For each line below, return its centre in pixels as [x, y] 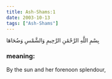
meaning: [21, 57]
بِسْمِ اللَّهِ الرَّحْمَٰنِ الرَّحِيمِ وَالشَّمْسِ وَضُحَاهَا [53, 41]
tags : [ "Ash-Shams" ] [33, 23]
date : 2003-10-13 [28, 18]
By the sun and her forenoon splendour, [56, 69]
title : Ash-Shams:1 [31, 12]
